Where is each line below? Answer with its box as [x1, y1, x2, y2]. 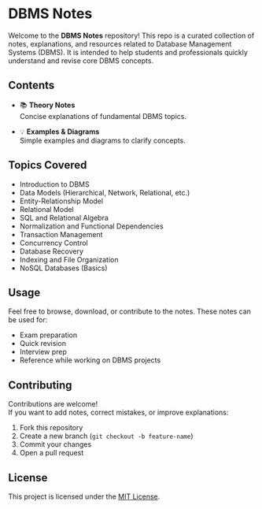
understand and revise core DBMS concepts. [8, 56, 154, 65]
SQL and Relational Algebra [19, 213, 109, 222]
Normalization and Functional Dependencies [19, 221, 164, 231]
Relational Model [19, 204, 75, 214]
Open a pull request [19, 448, 84, 458]
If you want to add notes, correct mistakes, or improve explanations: [8, 407, 229, 418]
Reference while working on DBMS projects [19, 355, 161, 365]
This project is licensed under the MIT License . [8, 492, 161, 501]
